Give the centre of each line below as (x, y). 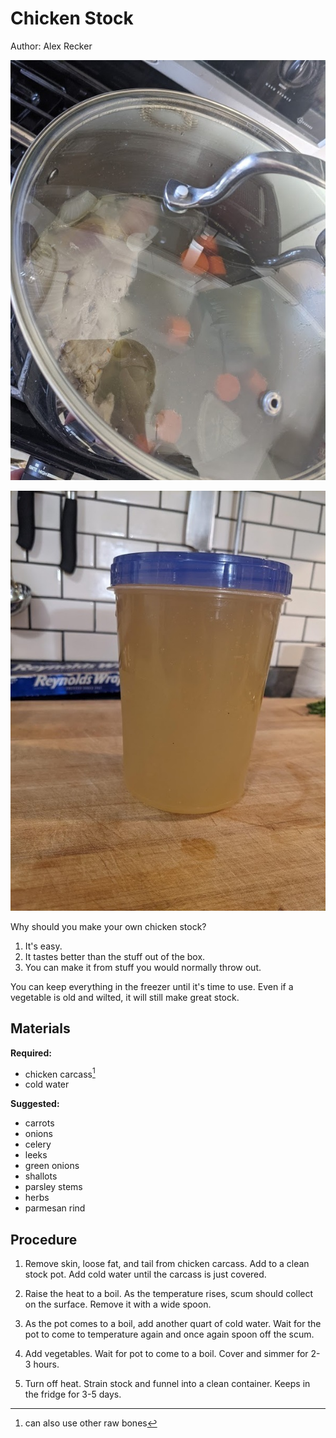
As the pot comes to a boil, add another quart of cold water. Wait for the (173, 1324)
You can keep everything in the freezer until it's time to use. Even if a (152, 986)
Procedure (44, 1239)
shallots (41, 1176)
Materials (40, 1028)
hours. (46, 1364)
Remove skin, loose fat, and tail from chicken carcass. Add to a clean (167, 1264)
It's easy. (43, 946)
